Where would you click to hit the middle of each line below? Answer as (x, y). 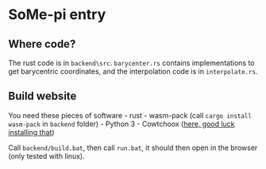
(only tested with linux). (46, 156)
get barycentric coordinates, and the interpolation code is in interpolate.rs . (133, 71)
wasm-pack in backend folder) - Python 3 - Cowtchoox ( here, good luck (122, 124)
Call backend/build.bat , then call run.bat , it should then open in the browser (133, 148)
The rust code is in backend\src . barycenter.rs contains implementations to (131, 63)
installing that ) (31, 132)
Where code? (42, 44)
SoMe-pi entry (57, 15)
